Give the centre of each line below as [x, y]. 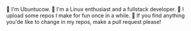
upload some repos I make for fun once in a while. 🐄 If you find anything [95, 15]
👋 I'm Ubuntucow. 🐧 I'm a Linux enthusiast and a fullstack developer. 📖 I [95, 9]
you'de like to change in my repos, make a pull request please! [84, 22]
